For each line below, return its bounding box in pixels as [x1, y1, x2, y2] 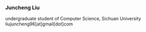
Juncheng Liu [5, 4, 40, 11]
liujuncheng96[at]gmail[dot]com [5, 21, 73, 27]
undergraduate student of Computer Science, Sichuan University [5, 16, 141, 22]
